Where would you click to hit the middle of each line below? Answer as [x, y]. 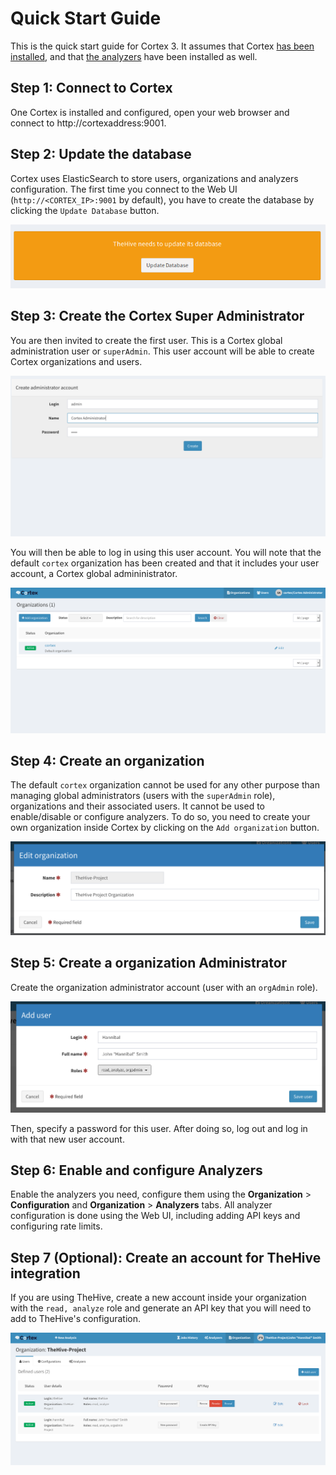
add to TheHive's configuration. [75, 1319]
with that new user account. [67, 1139]
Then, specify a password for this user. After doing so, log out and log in [159, 1128]
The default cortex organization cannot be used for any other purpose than [165, 785]
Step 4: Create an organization [107, 760]
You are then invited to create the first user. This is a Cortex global [146, 340]
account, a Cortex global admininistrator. [94, 573]
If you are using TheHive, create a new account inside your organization [158, 1298]
